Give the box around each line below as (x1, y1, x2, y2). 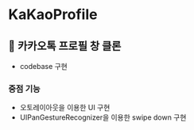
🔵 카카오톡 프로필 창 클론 (8, 39, 122, 52)
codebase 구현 (19, 62, 68, 71)
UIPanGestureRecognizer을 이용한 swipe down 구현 (19, 113, 187, 122)
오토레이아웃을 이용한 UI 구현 (19, 103, 111, 113)
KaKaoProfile (8, 6, 98, 24)
